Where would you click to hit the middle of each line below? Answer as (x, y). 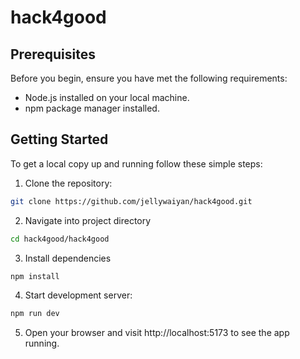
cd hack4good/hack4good (60, 239)
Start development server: (78, 295)
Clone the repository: (68, 183)
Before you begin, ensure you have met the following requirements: (149, 78)
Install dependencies (68, 258)
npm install (35, 276)
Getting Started (59, 139)
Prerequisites (53, 54)
